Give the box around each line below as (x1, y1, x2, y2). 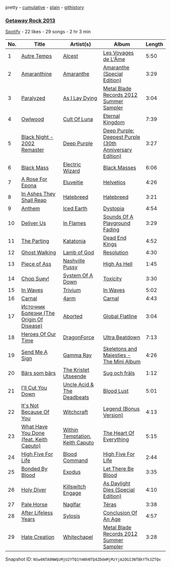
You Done (21, 430, 45, 437)
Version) (103, 412, 124, 419)
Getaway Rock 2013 (5, 17, 55, 24)
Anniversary (103, 146, 132, 154)
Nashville (63, 257, 85, 264)
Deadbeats (63, 394, 89, 401)
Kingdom (103, 119, 125, 126)
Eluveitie (63, 179, 83, 186)
